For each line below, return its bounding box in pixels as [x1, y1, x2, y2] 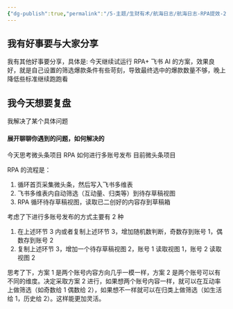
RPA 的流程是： [7, 166, 51, 174]
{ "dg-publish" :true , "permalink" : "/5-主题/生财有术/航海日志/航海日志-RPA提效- [7, 10, 224, 17]
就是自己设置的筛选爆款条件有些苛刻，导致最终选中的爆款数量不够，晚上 [19, 66, 226, 74]
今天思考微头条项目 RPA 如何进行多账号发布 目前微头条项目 [7, 151, 176, 159]
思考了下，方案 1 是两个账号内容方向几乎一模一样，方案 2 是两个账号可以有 [7, 269, 221, 277]
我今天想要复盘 [7, 97, 71, 109]
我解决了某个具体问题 [7, 117, 68, 125]
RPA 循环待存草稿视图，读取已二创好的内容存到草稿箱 [17, 198, 171, 206]
